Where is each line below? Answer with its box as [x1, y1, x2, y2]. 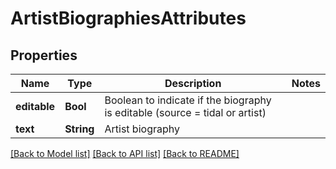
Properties [10, 47, 78, 64]
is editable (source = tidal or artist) [104, 106, 267, 119]
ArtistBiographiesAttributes [10, 7, 247, 30]
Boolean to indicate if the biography [104, 93, 272, 107]
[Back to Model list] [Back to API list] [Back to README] [10, 148, 240, 159]
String [64, 122, 95, 136]
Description [164, 77, 222, 90]
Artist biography [104, 122, 180, 136]
